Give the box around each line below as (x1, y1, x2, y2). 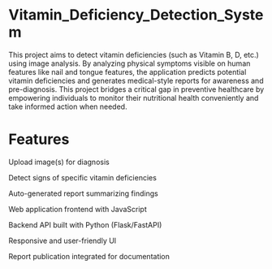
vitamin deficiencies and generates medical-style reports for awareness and (8, 76, 264, 85)
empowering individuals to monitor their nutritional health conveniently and (8, 93, 259, 102)
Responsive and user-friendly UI (8, 236, 117, 245)
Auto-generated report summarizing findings (8, 189, 158, 198)
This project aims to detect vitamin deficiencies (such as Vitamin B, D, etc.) (8, 50, 260, 59)
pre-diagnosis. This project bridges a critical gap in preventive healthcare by (8, 84, 265, 94)
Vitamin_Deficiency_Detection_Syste (8, 6, 264, 24)
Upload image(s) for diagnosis (8, 157, 110, 167)
